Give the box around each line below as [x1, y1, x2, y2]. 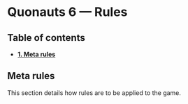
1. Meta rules [17, 50, 56, 58]
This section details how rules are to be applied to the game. [7, 88, 182, 97]
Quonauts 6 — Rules [7, 4, 128, 20]
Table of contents [7, 32, 85, 44]
